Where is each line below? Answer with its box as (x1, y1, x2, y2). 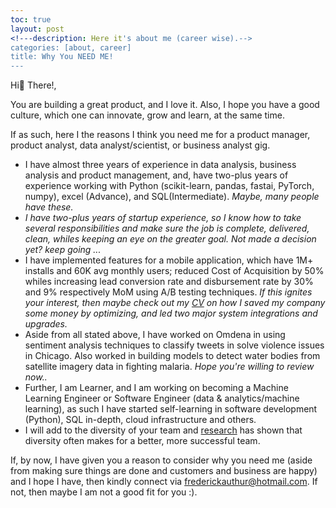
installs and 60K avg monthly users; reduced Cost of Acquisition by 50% (24, 265, 325, 277)
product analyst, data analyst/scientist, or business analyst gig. (10, 139, 271, 151)
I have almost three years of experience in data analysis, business (24, 159, 297, 171)
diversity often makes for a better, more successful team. (24, 435, 261, 447)
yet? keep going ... (24, 244, 102, 256)
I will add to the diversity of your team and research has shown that (24, 424, 303, 436)
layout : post (10, 24, 65, 34)
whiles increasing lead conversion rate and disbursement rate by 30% (24, 276, 314, 288)
